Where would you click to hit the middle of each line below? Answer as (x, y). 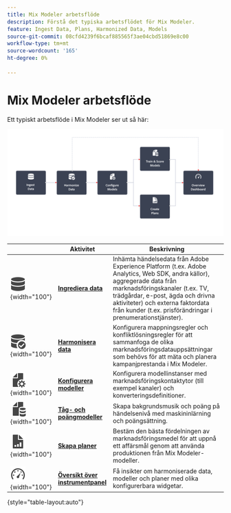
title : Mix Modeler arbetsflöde (53, 14)
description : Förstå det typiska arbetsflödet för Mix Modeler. (101, 22)
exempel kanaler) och (143, 388)
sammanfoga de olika (143, 342)
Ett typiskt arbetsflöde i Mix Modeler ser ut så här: (78, 119)
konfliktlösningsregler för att (153, 335)
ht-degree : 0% (27, 59)
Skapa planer (77, 446)
